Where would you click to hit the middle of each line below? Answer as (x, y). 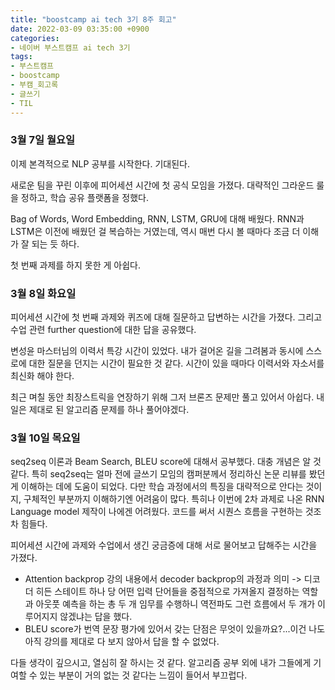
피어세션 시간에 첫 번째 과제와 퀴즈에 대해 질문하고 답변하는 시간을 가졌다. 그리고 (166, 317)
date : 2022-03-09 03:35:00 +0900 (80, 29)
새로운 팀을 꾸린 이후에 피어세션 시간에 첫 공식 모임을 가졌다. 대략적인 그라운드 (162, 185)
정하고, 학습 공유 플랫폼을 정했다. (84, 197)
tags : (21, 57)
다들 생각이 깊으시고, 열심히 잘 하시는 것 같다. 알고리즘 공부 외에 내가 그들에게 (161, 663)
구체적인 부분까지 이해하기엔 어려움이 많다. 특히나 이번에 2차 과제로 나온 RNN (174, 499)
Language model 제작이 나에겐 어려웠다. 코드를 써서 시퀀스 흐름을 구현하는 (156, 512)
